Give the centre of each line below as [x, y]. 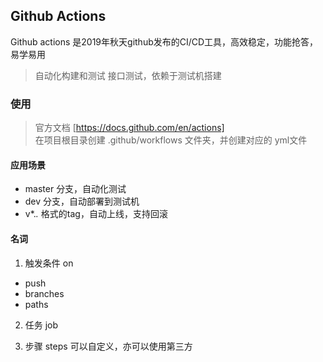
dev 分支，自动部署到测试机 [82, 201]
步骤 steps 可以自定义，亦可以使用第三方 [108, 346]
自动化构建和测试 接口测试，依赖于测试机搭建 [128, 75]
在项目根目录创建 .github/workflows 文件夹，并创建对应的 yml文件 [171, 140]
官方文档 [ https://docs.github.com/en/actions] [129, 128]
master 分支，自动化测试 [75, 189]
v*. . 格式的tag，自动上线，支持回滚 [96, 214]
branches [44, 293]
